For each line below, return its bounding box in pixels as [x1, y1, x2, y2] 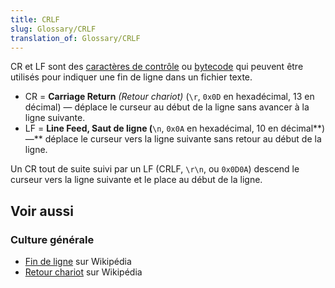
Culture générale [10, 232, 95, 246]
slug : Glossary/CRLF [10, 24, 97, 34]
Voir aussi [10, 202, 74, 220]
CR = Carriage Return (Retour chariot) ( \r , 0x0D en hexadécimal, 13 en [24, 91, 315, 103]
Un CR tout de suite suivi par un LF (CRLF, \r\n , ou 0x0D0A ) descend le [10, 163, 300, 175]
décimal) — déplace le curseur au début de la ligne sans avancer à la [24, 101, 310, 113]
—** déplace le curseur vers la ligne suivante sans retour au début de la [24, 133, 322, 145]
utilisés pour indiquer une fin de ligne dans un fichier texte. [10, 71, 253, 83]
